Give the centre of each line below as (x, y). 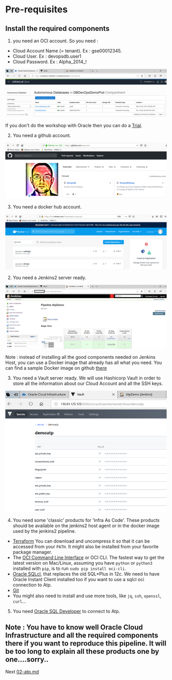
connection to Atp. (32, 585)
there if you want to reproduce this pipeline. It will (86, 643)
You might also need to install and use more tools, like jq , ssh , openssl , (87, 596)
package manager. (33, 552)
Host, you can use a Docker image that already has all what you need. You (84, 363)
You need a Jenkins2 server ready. (49, 277)
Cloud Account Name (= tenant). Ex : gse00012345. (67, 51)
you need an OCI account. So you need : (55, 41)
